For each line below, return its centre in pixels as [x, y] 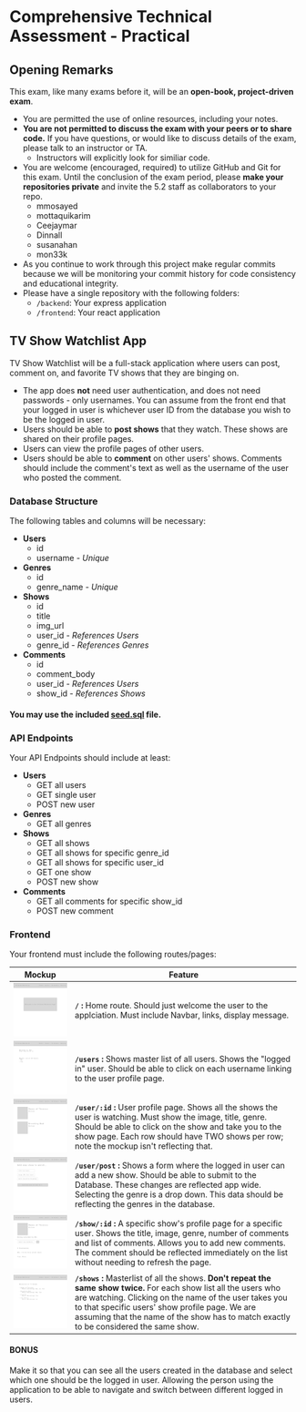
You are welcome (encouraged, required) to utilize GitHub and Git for [152, 167]
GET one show [64, 872]
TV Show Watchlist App [78, 341]
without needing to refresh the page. [143, 1263]
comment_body [66, 674]
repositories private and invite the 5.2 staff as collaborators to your [149, 187]
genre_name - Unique [77, 587]
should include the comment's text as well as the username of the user [155, 467]
